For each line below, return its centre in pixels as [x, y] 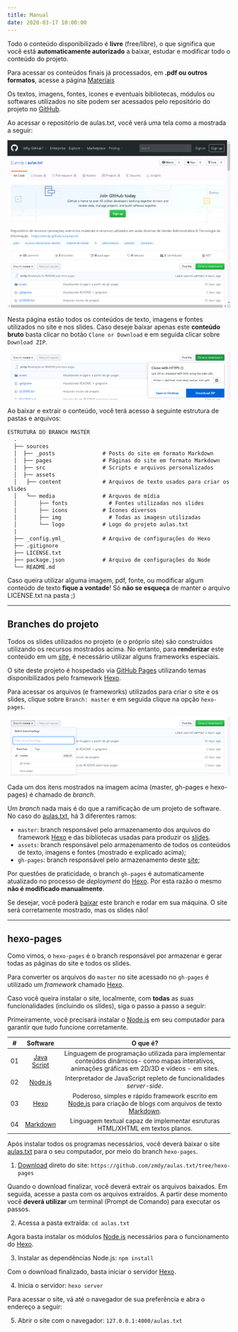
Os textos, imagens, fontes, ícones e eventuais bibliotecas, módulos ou [111, 94]
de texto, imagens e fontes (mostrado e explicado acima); [102, 852]
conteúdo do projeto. [38, 59]
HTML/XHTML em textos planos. [145, 1128]
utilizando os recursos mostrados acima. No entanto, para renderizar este [116, 649]
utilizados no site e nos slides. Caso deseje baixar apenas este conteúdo [114, 327]
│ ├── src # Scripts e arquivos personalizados [114, 468]
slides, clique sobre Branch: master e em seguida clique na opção [103, 699]
